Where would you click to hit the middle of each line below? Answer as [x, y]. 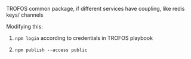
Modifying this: [24, 27]
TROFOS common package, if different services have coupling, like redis [95, 9]
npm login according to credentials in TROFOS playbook [84, 38]
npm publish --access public [51, 50]
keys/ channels [25, 15]
